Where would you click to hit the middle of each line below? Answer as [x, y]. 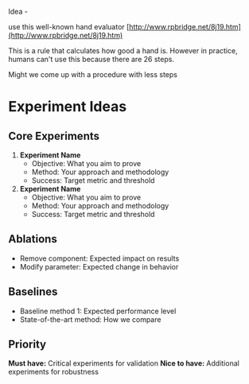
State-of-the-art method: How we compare [90, 319]
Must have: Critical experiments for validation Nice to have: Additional [124, 363]
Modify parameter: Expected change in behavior [99, 266]
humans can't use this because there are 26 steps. [91, 59]
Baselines [33, 292]
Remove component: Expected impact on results [99, 258]
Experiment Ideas [68, 107]
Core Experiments [54, 136]
